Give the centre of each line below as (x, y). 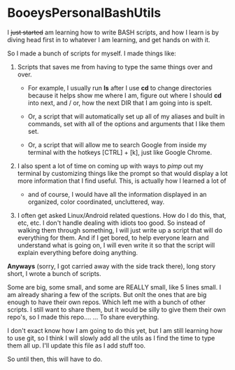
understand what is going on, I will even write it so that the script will (116, 245)
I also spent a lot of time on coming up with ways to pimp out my (111, 165)
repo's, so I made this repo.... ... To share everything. (83, 317)
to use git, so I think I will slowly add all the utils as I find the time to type (111, 338)
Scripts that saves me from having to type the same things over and (115, 67)
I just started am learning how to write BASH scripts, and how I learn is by (113, 32)
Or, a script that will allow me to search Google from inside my (117, 144)
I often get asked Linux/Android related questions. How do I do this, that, (122, 215)
